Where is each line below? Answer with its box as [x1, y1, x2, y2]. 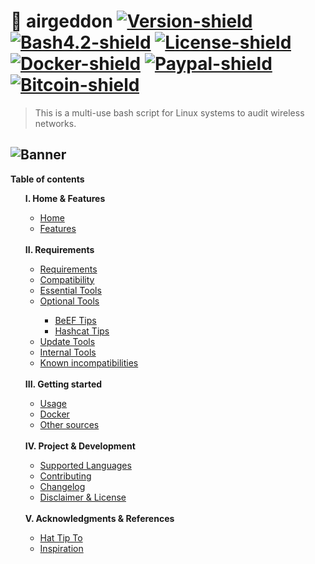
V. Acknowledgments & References [24, 512, 175, 524]
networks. [34, 117, 77, 129]
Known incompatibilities [39, 356, 139, 369]
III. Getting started [24, 378, 103, 390]
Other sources [39, 418, 100, 430]
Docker [39, 408, 70, 420]
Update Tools [39, 335, 96, 347]
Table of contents [10, 173, 85, 185]
